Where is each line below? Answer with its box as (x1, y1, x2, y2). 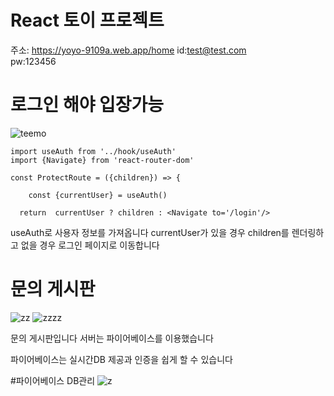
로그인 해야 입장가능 (10, 94, 165, 116)
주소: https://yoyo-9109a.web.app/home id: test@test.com (10, 44, 247, 56)
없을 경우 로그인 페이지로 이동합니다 (20, 239, 160, 251)
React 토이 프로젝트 (10, 9, 165, 32)
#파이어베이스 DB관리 (10, 374, 96, 386)
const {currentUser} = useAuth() (28, 190, 168, 200)
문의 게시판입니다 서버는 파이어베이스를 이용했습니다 (10, 332, 214, 344)
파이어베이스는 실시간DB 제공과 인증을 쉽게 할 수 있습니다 (10, 353, 233, 365)
